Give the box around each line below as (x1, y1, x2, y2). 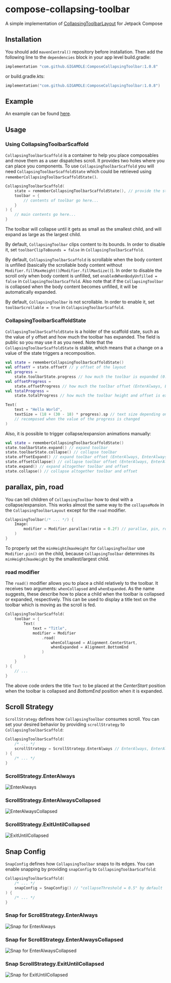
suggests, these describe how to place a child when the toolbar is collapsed (5, 591, 165, 597)
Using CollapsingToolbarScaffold (5, 141, 89, 148)
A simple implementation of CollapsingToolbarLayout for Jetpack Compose (5, 20, 163, 26)
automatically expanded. (5, 289, 57, 295)
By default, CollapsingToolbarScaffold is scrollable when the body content (5, 257, 162, 263)
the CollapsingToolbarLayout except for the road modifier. (5, 507, 126, 513)
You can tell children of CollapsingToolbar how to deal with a (5, 496, 133, 502)
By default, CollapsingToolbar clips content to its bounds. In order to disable (5, 241, 165, 247)
